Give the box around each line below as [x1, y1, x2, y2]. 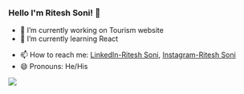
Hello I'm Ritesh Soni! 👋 [8, 7, 101, 18]
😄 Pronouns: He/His [19, 62, 88, 72]
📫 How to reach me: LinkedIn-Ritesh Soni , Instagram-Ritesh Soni [19, 50, 237, 59]
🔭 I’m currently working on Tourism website [19, 26, 165, 35]
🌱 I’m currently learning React [19, 34, 119, 43]
